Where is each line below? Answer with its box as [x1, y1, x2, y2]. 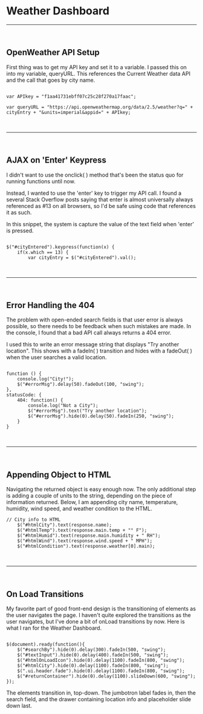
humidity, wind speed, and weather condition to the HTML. [6, 505, 152, 513]
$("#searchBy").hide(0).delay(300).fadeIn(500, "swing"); [17, 647, 166, 653]
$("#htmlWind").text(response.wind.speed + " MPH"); [17, 538, 153, 544]
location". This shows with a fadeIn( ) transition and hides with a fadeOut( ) [6, 347, 192, 355]
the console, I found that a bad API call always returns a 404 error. [6, 329, 172, 337]
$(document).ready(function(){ [6, 641, 85, 647]
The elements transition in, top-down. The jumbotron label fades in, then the [6, 689, 196, 696]
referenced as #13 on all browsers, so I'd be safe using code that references [6, 202, 196, 209]
